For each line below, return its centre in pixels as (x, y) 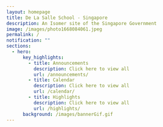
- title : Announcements (58, 63)
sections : (19, 46)
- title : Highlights (54, 97)
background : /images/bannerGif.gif (68, 114)
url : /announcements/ (61, 74)
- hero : (22, 52)
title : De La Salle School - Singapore (57, 18)
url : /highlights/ (57, 108)
